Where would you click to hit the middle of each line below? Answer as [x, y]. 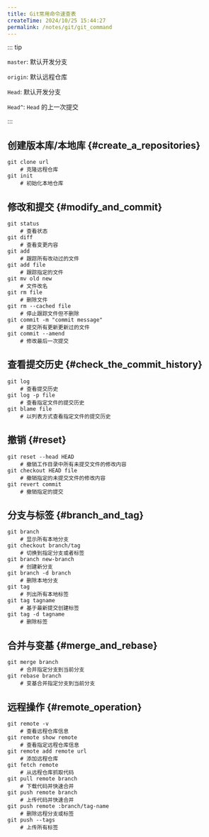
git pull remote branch [43, 779]
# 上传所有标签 [39, 828]
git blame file [30, 409]
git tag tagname [31, 601]
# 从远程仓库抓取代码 [47, 773]
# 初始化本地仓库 [42, 184]
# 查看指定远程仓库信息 [50, 745]
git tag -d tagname [36, 614]
